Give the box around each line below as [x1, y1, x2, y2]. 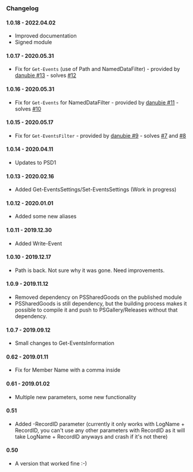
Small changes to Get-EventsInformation [14, 340, 114, 347]
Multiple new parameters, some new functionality [14, 393, 136, 400]
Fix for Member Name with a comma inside [14, 366, 121, 374]
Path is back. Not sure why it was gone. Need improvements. [14, 267, 165, 274]
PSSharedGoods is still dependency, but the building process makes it [14, 300, 187, 307]
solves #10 [14, 105, 42, 112]
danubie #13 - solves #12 [14, 72, 76, 79]
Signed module [14, 39, 52, 46]
